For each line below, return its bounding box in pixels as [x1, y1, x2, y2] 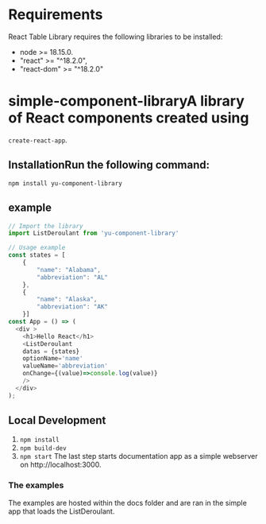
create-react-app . [8, 135, 67, 145]
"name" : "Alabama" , [37, 266, 102, 274]
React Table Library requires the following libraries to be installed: [8, 32, 223, 41]
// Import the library [8, 222, 83, 230]
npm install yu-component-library [8, 179, 123, 188]
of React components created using [8, 109, 249, 127]
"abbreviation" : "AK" [37, 303, 109, 311]
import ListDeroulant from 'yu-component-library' [8, 229, 179, 238]
